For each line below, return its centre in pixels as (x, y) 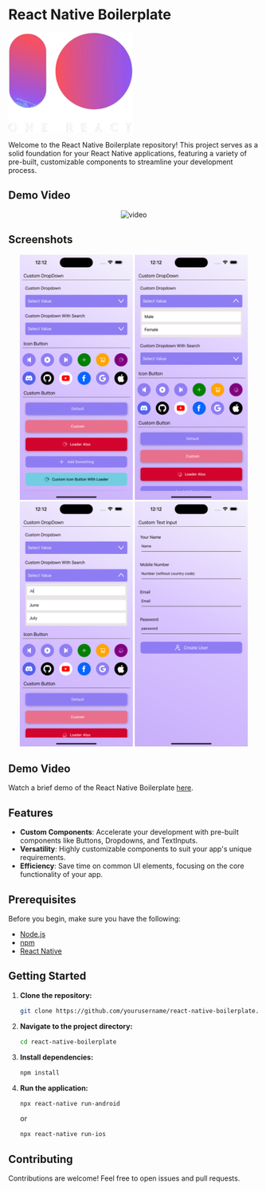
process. (23, 170)
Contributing (41, 1159)
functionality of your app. (61, 875)
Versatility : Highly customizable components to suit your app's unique (136, 849)
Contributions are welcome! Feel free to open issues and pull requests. (124, 1178)
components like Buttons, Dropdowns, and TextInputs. (109, 841)
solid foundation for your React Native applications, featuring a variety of (128, 153)
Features (31, 813)
